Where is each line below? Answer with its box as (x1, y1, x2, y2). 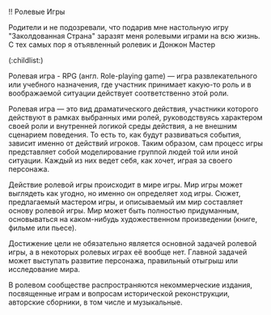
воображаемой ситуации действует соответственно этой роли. (8, 88, 229, 98)
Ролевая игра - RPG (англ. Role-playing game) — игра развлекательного (8, 71, 257, 80)
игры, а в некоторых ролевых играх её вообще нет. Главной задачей (8, 247, 248, 257)
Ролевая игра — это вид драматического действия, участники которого (8, 104, 259, 113)
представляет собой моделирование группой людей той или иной (8, 147, 239, 156)
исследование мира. (8, 265, 81, 274)
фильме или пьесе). (8, 223, 77, 232)
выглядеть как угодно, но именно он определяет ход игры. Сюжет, (8, 189, 241, 198)
